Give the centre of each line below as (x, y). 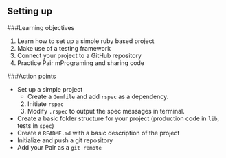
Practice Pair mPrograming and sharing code (81, 63)
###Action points (32, 76)
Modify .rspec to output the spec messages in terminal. (106, 111)
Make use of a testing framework (64, 48)
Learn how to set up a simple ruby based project (86, 41)
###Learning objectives (41, 27)
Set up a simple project (50, 89)
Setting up (30, 11)
